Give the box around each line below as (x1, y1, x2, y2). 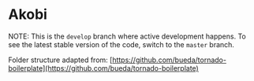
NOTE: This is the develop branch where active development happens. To (8, 31, 246, 41)
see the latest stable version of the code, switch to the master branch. (8, 39, 235, 49)
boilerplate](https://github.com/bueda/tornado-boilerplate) (8, 63, 199, 72)
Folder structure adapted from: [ (8, 55, 113, 64)
